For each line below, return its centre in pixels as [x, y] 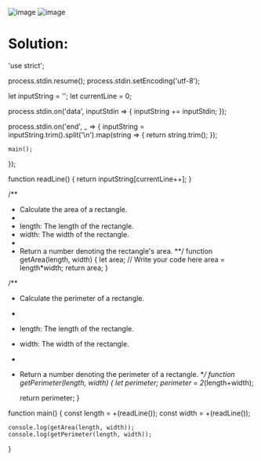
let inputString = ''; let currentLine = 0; [70, 96]
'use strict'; [26, 65]
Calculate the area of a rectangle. [73, 209]
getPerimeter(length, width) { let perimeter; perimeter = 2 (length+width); [137, 382]
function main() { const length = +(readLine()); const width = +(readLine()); [129, 413]
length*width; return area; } [63, 268]
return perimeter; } [49, 397]
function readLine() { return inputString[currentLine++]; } [100, 179]
